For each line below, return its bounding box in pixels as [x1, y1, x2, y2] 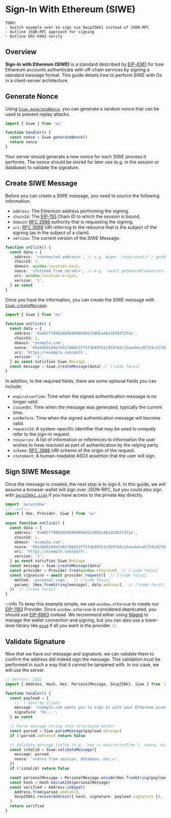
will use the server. [5, 667, 45, 673]
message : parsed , [14, 752, 51, 757]
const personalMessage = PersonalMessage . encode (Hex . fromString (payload [10, 775, 167, 780]
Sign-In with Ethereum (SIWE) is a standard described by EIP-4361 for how [5, 61, 164, 67]
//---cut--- [5, 506, 31, 511]
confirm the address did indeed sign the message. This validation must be [5, 656, 161, 662]
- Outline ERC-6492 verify [5, 34, 63, 39]
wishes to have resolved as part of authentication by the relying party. [12, 442, 160, 448]
